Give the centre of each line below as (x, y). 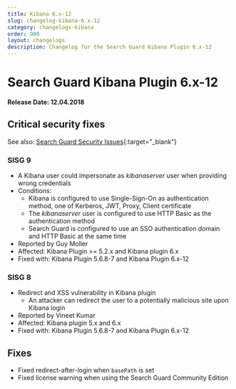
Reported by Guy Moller (53, 244)
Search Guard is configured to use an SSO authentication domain (124, 229)
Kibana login (47, 308)
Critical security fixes (56, 124)
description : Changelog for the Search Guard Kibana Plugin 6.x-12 (110, 47)
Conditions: (35, 191)
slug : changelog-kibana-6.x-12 (54, 21)
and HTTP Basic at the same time (77, 237)
